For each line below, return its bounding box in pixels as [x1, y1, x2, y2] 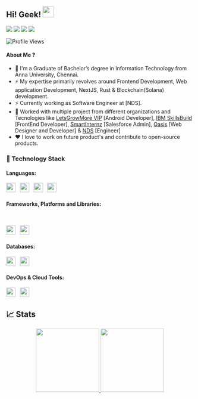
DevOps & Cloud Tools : [6, 274, 64, 281]
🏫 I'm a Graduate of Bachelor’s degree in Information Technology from [14, 65, 187, 72]
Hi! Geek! [6, 10, 42, 20]
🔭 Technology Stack [6, 154, 65, 163]
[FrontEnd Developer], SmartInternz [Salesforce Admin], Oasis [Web [14, 120, 183, 128]
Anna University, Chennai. [14, 71, 79, 78]
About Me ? [6, 51, 36, 58]
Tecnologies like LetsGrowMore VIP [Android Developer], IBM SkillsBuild [14, 115, 192, 122]
